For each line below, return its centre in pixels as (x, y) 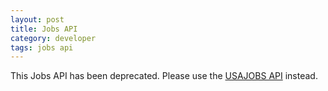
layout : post (37, 19)
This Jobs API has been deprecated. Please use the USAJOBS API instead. (164, 76)
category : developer (53, 38)
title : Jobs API (44, 29)
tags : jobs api (42, 47)
